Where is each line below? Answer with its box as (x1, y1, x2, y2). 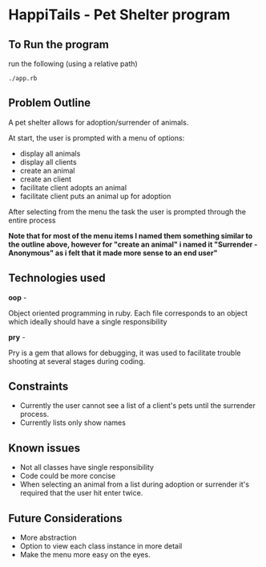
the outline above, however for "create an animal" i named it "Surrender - (8, 239, 258, 249)
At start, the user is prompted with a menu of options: (8, 133, 185, 142)
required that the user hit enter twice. (19, 488, 143, 498)
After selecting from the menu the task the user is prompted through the (8, 206, 247, 216)
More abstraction (19, 532, 78, 543)
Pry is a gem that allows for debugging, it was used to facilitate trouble (8, 348, 241, 357)
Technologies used (8, 271, 106, 285)
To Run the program (8, 38, 110, 51)
